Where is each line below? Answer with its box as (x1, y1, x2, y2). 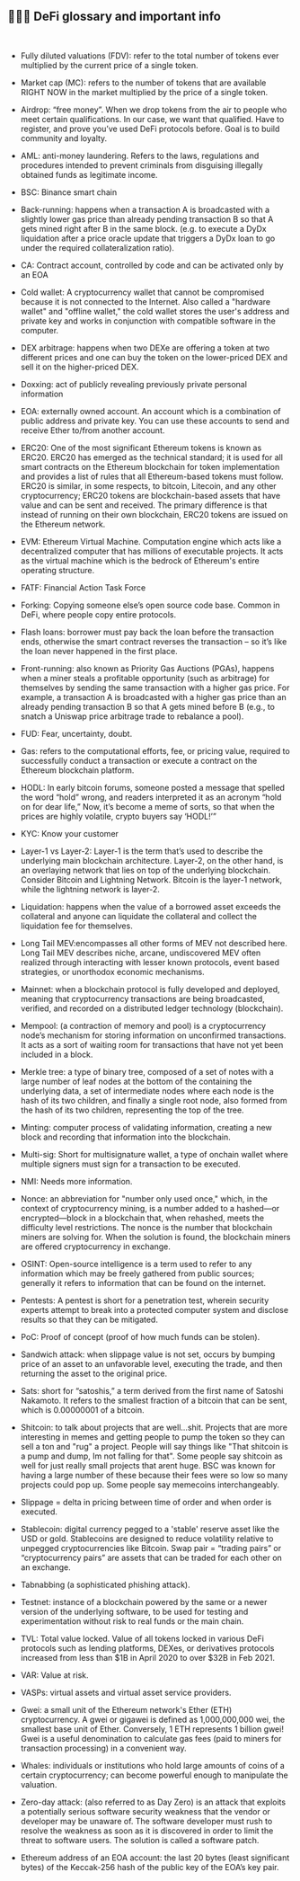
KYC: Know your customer (20, 828, 119, 838)
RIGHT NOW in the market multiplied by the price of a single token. (20, 86, 269, 97)
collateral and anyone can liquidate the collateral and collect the (20, 910, 257, 921)
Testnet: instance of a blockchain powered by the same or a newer (20, 1596, 268, 1607)
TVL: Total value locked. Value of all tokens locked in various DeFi (20, 1633, 265, 1644)
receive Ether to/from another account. (20, 424, 165, 436)
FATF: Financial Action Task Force (20, 581, 146, 593)
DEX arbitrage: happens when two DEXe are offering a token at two (20, 342, 270, 353)
